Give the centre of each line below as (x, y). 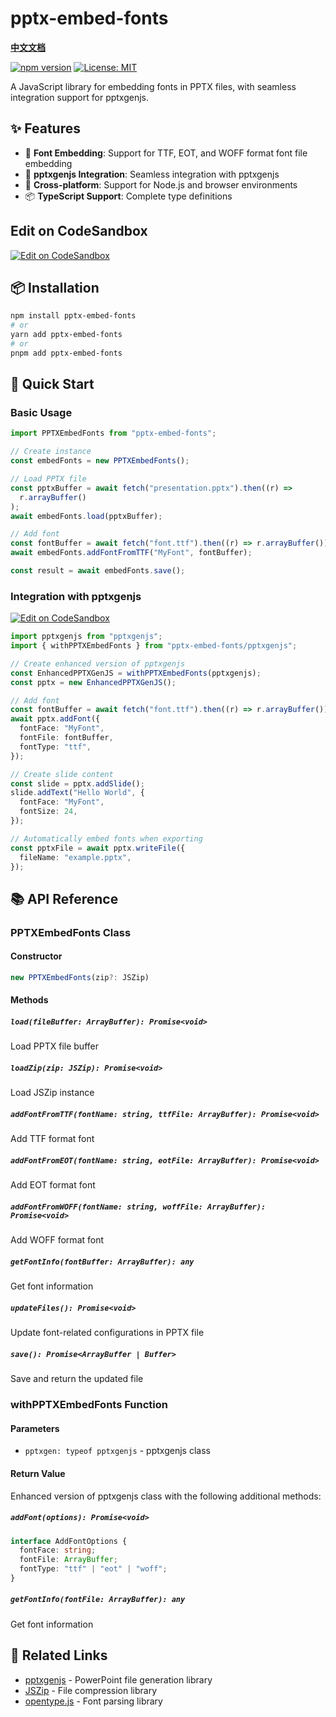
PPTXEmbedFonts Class (71, 932)
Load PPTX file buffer (54, 1046)
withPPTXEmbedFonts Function (89, 1405)
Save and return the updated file (77, 1379)
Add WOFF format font (57, 1240)
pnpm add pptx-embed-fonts (66, 353)
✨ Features (45, 128)
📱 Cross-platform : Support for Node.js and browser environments (161, 184)
